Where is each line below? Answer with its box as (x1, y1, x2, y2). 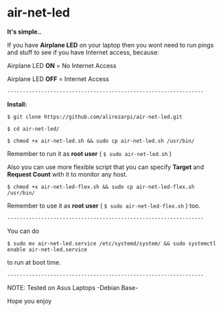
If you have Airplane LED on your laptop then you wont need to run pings (7, 41, 214, 49)
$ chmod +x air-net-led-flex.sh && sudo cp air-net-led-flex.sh (7, 183, 195, 190)
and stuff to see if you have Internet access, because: (7, 48, 159, 56)
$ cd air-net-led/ (7, 125, 60, 132)
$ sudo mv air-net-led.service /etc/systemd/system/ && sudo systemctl (7, 240, 216, 247)
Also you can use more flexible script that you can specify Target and (7, 163, 204, 171)
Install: (7, 100, 27, 108)
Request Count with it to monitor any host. (7, 170, 128, 178)
